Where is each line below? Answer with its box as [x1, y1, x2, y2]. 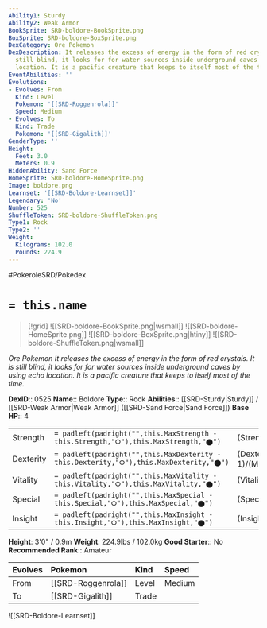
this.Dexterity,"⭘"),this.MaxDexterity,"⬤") [54, 458, 230, 467]
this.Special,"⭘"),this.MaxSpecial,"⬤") [54, 498, 213, 507]
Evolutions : [8, 78, 48, 86]
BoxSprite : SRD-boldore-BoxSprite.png [8, 33, 137, 42]
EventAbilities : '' [8, 71, 73, 79]
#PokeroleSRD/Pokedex [8, 269, 87, 279]
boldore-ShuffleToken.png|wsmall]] [27, 338, 145, 347]
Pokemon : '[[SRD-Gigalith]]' [15, 130, 112, 138]
